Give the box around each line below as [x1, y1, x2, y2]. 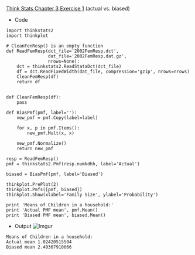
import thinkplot [6, 33, 49, 39]
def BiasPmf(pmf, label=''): [6, 110, 77, 115]
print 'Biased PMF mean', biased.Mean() [6, 212, 107, 218]
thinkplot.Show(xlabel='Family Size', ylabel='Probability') [6, 192, 159, 198]
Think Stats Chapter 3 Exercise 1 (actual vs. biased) [6, 5, 130, 12]
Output [14, 223, 32, 229]
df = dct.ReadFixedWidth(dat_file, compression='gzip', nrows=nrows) [16, 69, 190, 74]
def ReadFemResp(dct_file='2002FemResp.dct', [6, 48, 119, 54]
